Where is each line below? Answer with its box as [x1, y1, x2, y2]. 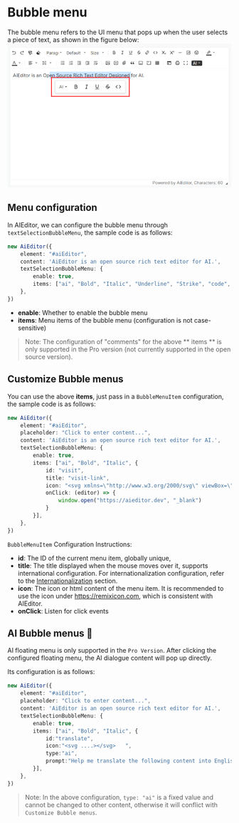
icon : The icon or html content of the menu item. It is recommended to [17, 584, 224, 592]
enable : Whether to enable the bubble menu [17, 308, 148, 317]
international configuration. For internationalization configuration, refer [17, 569, 225, 577]
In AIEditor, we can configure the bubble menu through [7, 220, 169, 229]
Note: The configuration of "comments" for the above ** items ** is [24, 337, 222, 346]
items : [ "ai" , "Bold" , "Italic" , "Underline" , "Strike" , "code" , [33, 281, 231, 288]
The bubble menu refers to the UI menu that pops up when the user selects [7, 28, 228, 36]
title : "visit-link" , [45, 475, 110, 482]
